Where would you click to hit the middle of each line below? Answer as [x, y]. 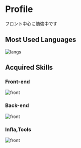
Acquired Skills [29, 68]
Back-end [17, 105]
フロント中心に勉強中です [31, 23]
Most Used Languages [40, 40]
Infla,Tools [18, 129]
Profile [19, 9]
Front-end [18, 82]
